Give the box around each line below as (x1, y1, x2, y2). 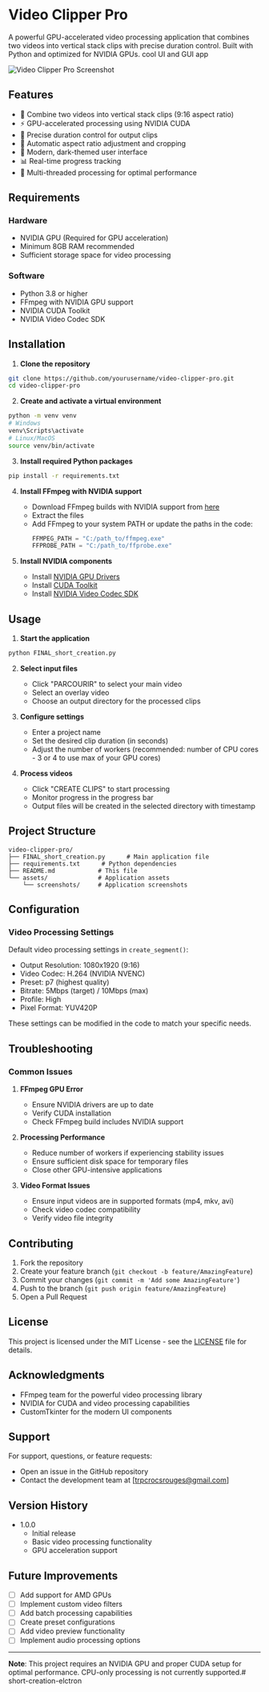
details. (8, 1345, 33, 1355)
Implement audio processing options (19, 1636, 141, 1645)
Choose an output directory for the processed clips (31, 696, 202, 706)
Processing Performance (19, 1132, 106, 1142)
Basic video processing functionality (31, 1537, 152, 1547)
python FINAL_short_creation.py (8, 649, 116, 658)
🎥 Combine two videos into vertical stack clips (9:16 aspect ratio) (19, 109, 235, 119)
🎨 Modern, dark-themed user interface (19, 147, 148, 157)
